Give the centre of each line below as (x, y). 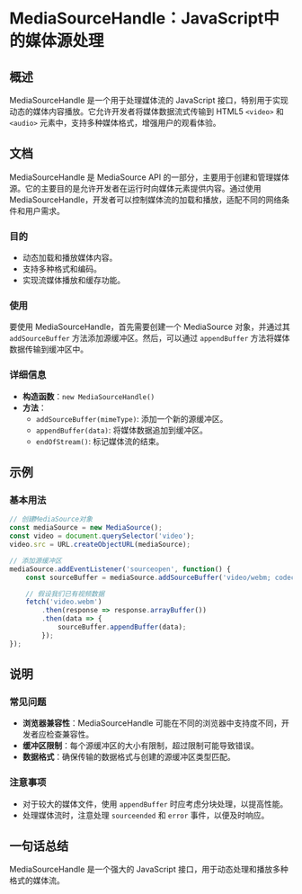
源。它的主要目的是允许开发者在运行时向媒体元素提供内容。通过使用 (135, 188)
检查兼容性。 (70, 735)
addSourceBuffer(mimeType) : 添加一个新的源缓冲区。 (132, 418)
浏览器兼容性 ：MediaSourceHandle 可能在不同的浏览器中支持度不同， (151, 723)
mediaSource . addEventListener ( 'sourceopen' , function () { (120, 569)
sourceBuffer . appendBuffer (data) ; (122, 627)
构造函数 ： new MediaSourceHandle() (89, 396)
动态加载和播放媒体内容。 (70, 258)
